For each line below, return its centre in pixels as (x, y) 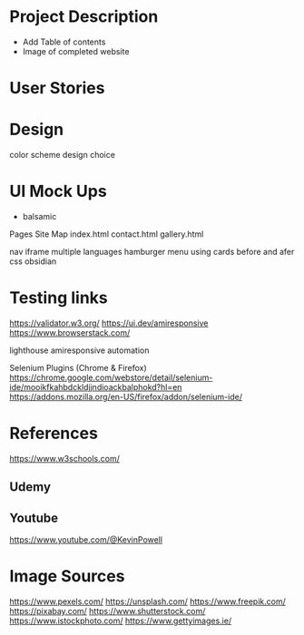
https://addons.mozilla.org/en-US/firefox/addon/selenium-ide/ (126, 396)
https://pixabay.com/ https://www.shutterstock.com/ (108, 611)
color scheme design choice (63, 155)
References (54, 434)
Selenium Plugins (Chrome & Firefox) (78, 367)
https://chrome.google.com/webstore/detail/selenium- (111, 377)
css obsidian (33, 261)
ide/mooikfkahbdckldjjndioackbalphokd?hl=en (96, 386)
